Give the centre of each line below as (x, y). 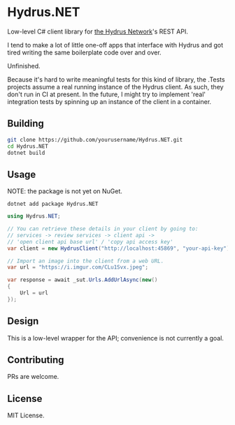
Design (23, 321)
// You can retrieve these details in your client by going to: (103, 229)
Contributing (36, 360)
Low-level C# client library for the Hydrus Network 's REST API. (98, 31)
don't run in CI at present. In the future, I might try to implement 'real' (107, 94)
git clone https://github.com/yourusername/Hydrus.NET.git (95, 140)
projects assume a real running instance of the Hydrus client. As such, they (115, 87)
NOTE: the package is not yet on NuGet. (65, 191)
